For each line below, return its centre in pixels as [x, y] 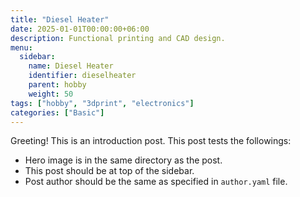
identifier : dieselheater [82, 76]
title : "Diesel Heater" [60, 19]
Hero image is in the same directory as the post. [123, 160]
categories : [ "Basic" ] [57, 112]
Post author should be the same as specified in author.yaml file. [156, 182]
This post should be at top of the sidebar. [109, 171]
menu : [21, 47]
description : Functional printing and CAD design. [118, 38]
